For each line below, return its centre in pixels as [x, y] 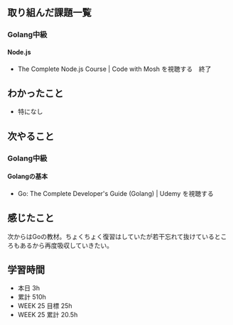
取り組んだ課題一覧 [49, 13]
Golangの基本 [28, 177]
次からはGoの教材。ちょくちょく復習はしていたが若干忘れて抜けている [111, 236]
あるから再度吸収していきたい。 [66, 245]
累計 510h [32, 297]
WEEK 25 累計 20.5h [48, 315]
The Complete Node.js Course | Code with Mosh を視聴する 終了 [114, 69]
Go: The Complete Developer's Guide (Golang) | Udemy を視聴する [116, 193]
